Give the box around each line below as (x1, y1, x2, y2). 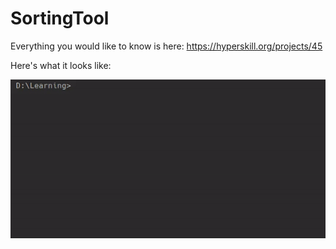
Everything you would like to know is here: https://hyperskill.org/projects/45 (10, 40, 323, 52)
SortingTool (10, 7, 110, 30)
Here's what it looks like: (10, 59, 112, 71)
